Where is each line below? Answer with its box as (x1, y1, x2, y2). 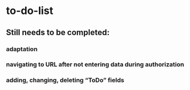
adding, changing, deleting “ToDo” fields (6, 76, 124, 84)
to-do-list (6, 4, 54, 18)
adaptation (6, 45, 38, 53)
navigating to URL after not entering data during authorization (6, 60, 185, 68)
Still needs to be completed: (6, 27, 110, 37)
